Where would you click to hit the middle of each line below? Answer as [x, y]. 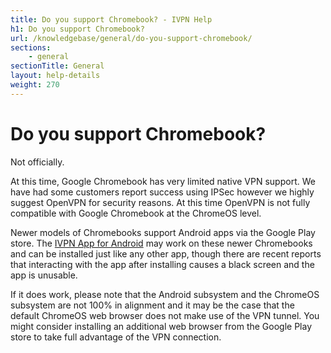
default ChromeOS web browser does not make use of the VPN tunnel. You [165, 315]
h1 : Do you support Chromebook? [77, 29]
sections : [31, 47]
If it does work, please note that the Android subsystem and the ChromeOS [165, 294]
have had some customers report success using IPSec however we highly [162, 192]
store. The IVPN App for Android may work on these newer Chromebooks [161, 243]
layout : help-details [55, 76]
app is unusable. [44, 275]
